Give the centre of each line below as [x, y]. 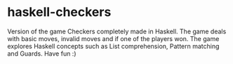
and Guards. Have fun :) [42, 54]
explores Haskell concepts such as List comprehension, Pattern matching [113, 46]
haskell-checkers [59, 12]
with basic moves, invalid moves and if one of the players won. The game [113, 38]
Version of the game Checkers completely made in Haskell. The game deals [117, 31]
